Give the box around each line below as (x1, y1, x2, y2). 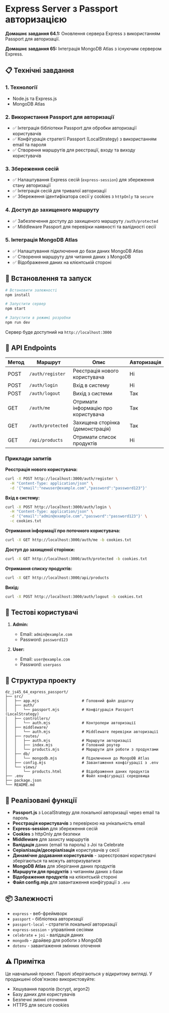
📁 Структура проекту (5, 676, 76, 685)
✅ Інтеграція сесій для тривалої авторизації (12, 188, 107, 194)
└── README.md (5, 782, 35, 788)
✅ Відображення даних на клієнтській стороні (12, 259, 112, 265)
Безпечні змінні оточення (12, 996, 67, 1002)
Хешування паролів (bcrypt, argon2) (12, 986, 90, 992)
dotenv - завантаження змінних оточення (12, 942, 101, 948)
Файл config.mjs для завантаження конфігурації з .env (12, 879, 131, 885)
